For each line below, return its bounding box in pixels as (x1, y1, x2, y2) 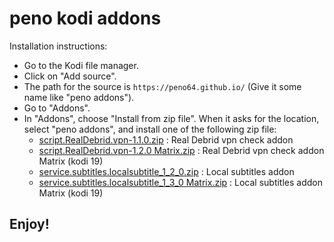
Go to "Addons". (23, 102, 91, 114)
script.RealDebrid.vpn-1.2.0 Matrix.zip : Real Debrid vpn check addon (38, 144, 325, 156)
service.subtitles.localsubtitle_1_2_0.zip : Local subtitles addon (38, 165, 295, 177)
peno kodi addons (9, 7, 162, 30)
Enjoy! (9, 216, 50, 233)
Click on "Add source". (23, 70, 117, 82)
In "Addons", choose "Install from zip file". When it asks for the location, (23, 112, 320, 124)
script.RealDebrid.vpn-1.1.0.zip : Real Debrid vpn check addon (38, 133, 294, 146)
